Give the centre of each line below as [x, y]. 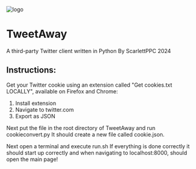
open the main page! [32, 159]
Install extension [36, 103]
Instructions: [31, 70]
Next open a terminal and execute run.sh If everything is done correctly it [98, 146]
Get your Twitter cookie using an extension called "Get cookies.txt [89, 85]
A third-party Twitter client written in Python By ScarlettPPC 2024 [89, 51]
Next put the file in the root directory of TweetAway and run [81, 128]
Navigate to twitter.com [44, 109]
